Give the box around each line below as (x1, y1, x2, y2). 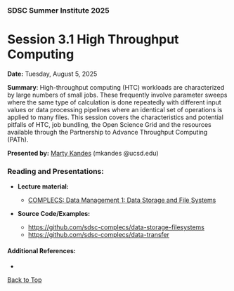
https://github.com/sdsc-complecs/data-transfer (27, 231, 170, 239)
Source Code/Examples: (17, 210, 91, 218)
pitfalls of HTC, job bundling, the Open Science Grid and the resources (7, 120, 212, 128)
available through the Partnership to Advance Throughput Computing (7, 128, 208, 136)
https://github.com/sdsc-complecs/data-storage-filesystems (27, 223, 205, 231)
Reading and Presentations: (7, 166, 104, 176)
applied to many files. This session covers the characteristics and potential (7, 113, 223, 121)
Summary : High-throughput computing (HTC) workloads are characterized (7, 83, 225, 91)
